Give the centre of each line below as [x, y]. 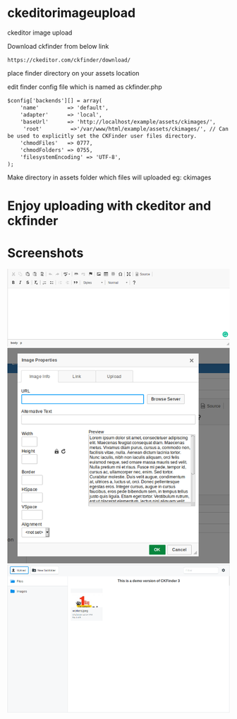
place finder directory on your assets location [73, 73]
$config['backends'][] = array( [55, 100]
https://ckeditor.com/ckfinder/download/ [69, 60]
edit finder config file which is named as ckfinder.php [85, 87]
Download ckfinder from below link [58, 46]
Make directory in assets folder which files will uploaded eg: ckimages [109, 177]
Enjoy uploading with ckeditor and [109, 206]
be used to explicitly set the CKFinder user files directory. [102, 136]
